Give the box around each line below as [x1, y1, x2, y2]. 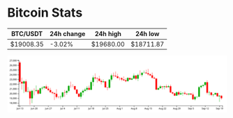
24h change [50, 30, 86, 38]
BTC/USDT [11, 30, 43, 38]
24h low [135, 30, 160, 38]
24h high [94, 30, 122, 38]
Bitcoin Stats [7, 5, 83, 21]
